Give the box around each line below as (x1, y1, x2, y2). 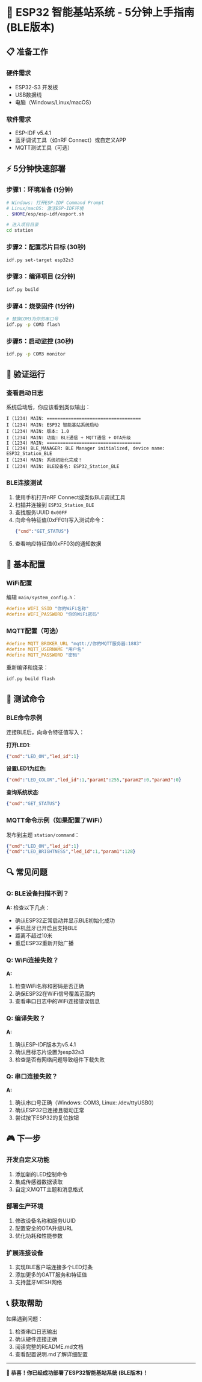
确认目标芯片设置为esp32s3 (14, 1048, 85, 1056)
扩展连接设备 (6, 1249, 44, 1257)
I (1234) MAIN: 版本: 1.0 (6, 428, 69, 435)
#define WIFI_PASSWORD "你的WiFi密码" (6, 611, 100, 617)
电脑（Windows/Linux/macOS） (14, 98, 95, 106)
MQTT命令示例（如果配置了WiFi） (6, 816, 106, 824)
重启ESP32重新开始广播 (14, 939, 74, 946)
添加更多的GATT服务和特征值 (14, 1271, 87, 1278)
